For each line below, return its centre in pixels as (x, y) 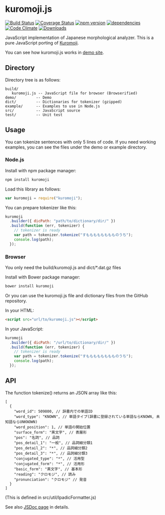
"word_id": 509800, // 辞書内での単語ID (53, 411)
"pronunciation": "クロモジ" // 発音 (50, 479)
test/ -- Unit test (34, 115)
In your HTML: (20, 310)
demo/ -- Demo (28, 97)
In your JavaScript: (24, 329)
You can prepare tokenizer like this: (41, 207)
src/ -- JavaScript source (43, 110)
